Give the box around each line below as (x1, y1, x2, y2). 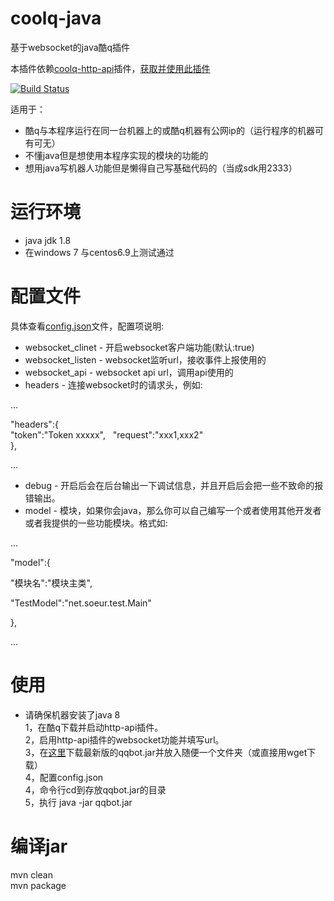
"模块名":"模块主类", (10, 577, 93, 589)
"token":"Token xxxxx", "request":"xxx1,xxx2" (10, 428, 204, 441)
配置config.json (39, 771, 104, 783)
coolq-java (10, 7, 102, 30)
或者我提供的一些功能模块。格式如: (24, 517, 168, 529)
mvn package (10, 879, 67, 891)
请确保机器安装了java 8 (24, 708, 121, 721)
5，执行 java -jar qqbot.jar (24, 796, 133, 808)
